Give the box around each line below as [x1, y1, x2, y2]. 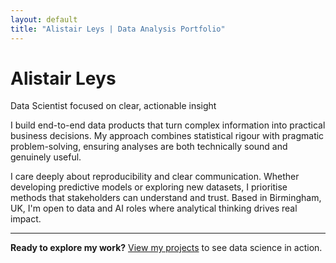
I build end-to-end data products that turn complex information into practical [10, 119, 326, 131]
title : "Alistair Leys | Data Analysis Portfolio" [10, 24, 226, 34]
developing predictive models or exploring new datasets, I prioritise [10, 181, 288, 193]
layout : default [10, 14, 78, 25]
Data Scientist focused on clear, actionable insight [10, 100, 217, 112]
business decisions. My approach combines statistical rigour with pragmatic [10, 130, 325, 142]
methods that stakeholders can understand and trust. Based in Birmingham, [10, 192, 322, 204]
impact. [10, 213, 42, 225]
